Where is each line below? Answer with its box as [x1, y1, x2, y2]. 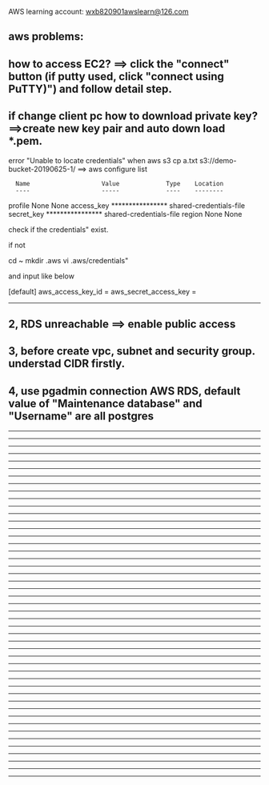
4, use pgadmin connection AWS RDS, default [8, 384, 241, 398]
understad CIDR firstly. [8, 357, 126, 370]
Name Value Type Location [15, 179, 224, 187]
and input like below [8, 271, 74, 281]
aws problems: [8, 30, 84, 43]
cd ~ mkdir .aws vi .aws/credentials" [8, 255, 129, 265]
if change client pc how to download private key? [8, 110, 259, 123]
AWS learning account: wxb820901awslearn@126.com [8, 7, 190, 16]
